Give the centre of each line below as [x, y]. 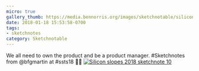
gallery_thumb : [25, 17]
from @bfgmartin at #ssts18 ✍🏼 [44, 62]
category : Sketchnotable [37, 39]
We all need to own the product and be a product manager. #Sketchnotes [96, 55]
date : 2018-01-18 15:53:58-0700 [46, 22]
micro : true [21, 11]
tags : [13, 28]
